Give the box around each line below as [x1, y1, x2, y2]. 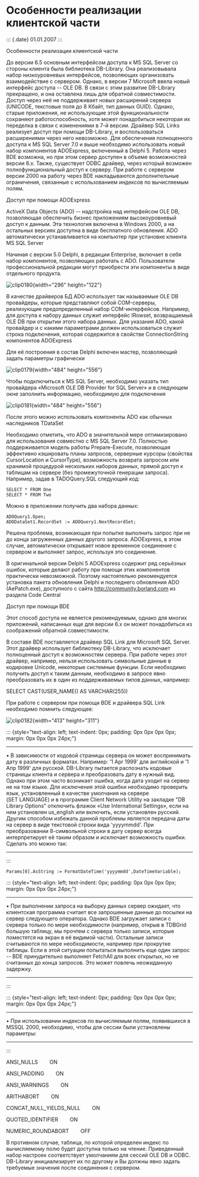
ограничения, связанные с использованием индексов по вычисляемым [6, 179, 189, 186]
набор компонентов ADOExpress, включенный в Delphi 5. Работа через [6, 147, 187, 154]
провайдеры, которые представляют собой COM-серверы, [6, 299, 156, 306]
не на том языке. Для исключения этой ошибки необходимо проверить [6, 783, 188, 790]
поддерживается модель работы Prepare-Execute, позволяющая [6, 443, 171, 451]
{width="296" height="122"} [32, 281, 102, 288]
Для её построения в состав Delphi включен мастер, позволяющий [6, 348, 178, 355]
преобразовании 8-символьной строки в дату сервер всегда [6, 827, 162, 834]
